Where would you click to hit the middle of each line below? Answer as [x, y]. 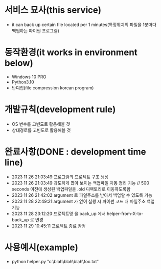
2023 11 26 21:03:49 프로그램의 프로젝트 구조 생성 [60, 177]
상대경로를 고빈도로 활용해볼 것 [41, 130]
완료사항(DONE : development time [75, 152]
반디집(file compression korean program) [53, 88]
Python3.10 [23, 82]
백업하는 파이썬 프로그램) [35, 30]
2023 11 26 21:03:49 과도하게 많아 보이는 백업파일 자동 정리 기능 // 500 [80, 183]
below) [19, 63]
